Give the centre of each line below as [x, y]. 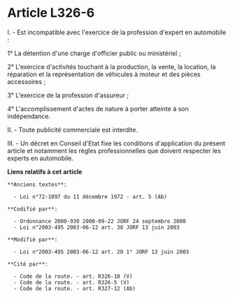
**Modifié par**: [33, 239]
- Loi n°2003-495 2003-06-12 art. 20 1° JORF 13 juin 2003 [101, 252]
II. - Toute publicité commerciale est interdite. [72, 129]
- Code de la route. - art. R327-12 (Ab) [75, 288]
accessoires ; [27, 81]
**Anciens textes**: [37, 184]
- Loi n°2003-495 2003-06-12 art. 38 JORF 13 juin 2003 [97, 227]
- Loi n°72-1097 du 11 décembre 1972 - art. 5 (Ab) [91, 197]
